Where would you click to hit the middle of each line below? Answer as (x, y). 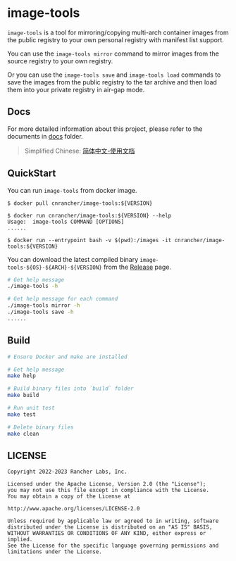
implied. (20, 540)
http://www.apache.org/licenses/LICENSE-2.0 (74, 509)
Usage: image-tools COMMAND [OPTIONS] (66, 222)
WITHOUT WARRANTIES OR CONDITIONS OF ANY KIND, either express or (107, 534)
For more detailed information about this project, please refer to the (105, 129)
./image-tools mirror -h (44, 305)
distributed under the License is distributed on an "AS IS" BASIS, (110, 527)
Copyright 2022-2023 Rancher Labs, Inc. (68, 472)
